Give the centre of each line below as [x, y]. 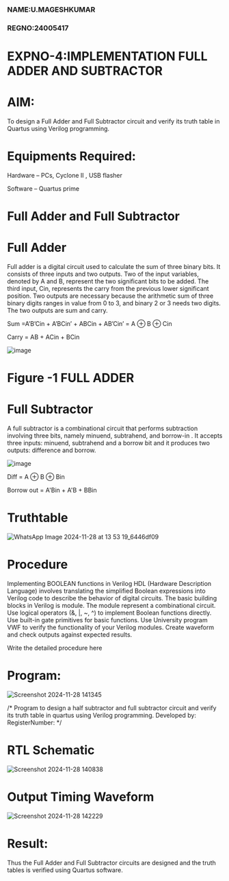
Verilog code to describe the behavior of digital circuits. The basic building [112, 598]
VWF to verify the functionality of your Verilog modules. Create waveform [110, 627]
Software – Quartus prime [43, 188]
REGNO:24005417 [38, 27]
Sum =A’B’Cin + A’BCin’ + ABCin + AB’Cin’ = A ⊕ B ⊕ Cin [90, 324]
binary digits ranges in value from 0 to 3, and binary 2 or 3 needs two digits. [114, 303]
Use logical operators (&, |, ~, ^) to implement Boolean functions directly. [109, 613]
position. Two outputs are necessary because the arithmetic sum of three [110, 296]
